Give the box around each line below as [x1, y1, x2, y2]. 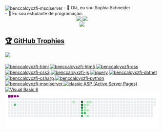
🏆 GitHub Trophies [5, 37, 65, 45]
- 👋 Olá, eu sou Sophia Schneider [63, 5, 131, 10]
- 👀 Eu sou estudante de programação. [5, 10, 83, 16]
